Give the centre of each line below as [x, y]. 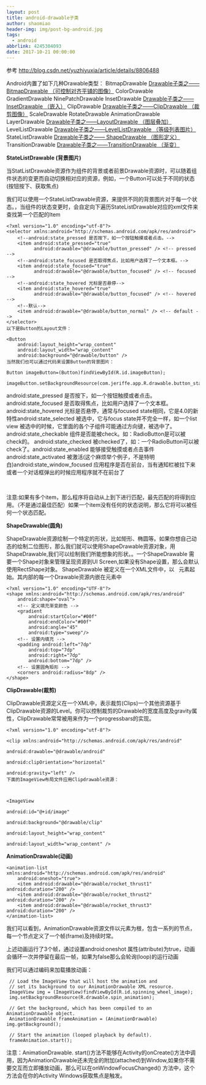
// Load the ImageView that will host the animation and [83, 981]
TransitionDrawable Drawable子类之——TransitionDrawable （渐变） [93, 144]
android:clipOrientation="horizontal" [56, 762]
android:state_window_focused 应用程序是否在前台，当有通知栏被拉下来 [105, 465]
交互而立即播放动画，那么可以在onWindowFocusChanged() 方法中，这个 [103, 1068]
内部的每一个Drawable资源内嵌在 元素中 [72, 577]
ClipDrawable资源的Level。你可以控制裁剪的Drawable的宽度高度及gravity [99, 711]
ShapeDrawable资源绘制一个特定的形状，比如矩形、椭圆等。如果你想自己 [99, 538]
